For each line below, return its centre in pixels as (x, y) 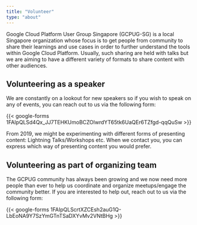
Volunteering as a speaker (56, 84)
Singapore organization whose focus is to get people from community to (95, 40)
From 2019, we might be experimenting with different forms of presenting (96, 134)
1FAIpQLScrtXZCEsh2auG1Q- (86, 210)
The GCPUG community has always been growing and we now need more (97, 179)
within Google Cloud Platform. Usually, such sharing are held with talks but (97, 53)
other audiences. (27, 65)
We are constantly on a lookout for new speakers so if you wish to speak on (99, 98)
